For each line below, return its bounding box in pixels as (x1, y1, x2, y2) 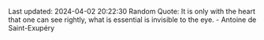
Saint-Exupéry (8, 24, 55, 32)
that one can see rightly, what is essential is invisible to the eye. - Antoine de (8, 15, 257, 24)
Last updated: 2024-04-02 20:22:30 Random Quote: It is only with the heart (8, 7, 256, 16)
